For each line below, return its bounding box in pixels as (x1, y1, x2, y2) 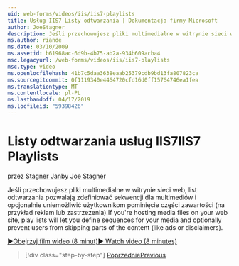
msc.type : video (7, 63, 55, 70)
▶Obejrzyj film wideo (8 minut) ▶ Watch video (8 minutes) (7, 237, 178, 245)
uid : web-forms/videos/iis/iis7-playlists (7, 10, 135, 18)
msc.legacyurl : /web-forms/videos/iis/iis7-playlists (7, 57, 171, 64)
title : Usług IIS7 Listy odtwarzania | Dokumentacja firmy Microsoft (7, 17, 218, 24)
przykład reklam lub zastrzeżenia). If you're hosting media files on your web (7, 208, 228, 216)
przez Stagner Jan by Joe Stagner (7, 172, 107, 180)
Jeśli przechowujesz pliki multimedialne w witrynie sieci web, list (7, 185, 197, 194)
